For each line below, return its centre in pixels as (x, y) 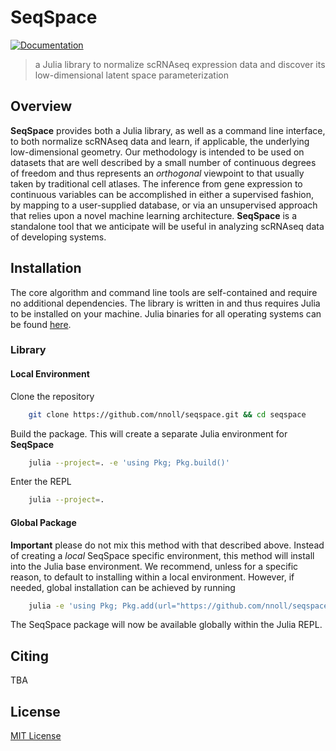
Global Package (43, 522)
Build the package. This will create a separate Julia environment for (149, 433)
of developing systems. (58, 237)
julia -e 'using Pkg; (73, 606)
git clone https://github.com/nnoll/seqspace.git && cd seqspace (167, 414)
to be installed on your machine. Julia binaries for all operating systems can (166, 313)
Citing (29, 656)
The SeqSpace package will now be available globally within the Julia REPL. (166, 625)
